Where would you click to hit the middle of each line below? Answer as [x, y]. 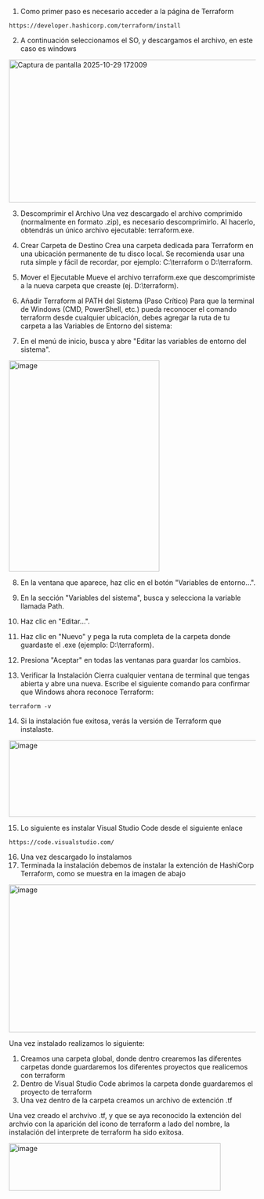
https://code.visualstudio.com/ [61, 843]
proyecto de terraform [56, 1092]
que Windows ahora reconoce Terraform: [87, 692]
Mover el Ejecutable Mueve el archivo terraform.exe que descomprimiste [137, 277]
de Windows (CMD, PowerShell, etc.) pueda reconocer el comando [128, 309]
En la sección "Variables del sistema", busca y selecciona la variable [130, 598]
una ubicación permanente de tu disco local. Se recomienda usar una [132, 254]
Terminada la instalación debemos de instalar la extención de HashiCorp [137, 865]
